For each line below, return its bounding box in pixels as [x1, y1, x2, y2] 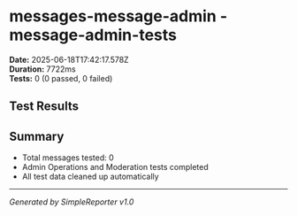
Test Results [9, 99, 80, 114]
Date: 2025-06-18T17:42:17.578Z [9, 54, 130, 65]
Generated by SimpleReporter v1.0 [9, 197, 134, 207]
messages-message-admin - [9, 6, 228, 27]
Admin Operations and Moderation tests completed [21, 162, 209, 173]
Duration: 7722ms [9, 64, 77, 74]
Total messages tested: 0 [21, 152, 115, 163]
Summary [9, 128, 65, 143]
